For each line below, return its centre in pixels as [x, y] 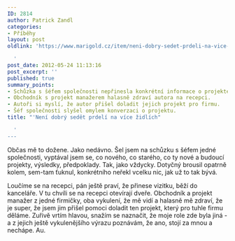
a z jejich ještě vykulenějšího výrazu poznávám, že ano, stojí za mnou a [110, 222]
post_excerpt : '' [33, 72]
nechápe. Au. [27, 230]
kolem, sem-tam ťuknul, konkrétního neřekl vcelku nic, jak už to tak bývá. [113, 172]
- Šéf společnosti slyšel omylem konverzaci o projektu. [92, 111]
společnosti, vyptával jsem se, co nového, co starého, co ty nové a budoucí [116, 157]
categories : [24, 27]
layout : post [26, 40]
